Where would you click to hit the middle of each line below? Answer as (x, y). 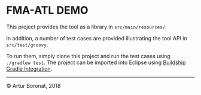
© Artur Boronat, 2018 (33, 85)
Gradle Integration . (29, 68)
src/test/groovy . (27, 45)
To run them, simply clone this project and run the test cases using (88, 56)
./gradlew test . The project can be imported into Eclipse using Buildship (96, 62)
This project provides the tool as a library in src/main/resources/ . (87, 27)
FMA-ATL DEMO (47, 10)
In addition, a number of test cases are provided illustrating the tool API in (97, 38)
